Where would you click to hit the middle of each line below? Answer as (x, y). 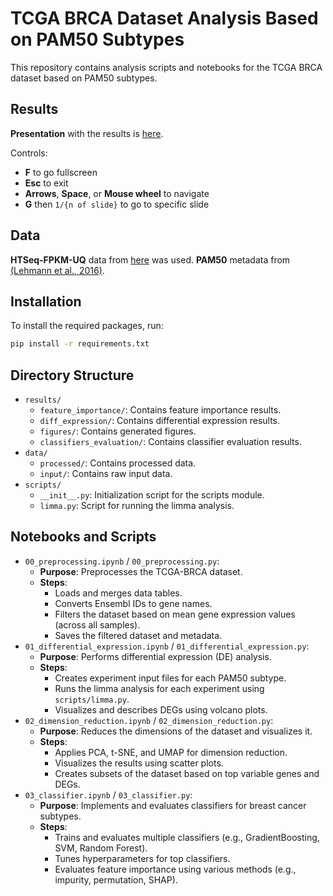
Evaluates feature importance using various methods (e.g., (175, 869)
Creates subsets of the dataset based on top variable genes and (187, 773)
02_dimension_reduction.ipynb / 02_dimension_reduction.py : (149, 720)
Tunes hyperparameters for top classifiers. (142, 858)
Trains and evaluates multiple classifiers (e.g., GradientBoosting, (187, 837)
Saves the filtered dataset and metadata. (138, 635)
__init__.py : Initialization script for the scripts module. (152, 495)
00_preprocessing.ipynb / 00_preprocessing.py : (122, 561)
